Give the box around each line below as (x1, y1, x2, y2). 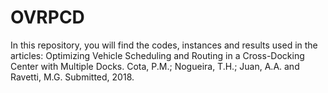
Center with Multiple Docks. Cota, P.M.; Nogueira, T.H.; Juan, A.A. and (10, 60, 300, 72)
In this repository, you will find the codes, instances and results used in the (10, 39, 318, 51)
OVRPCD (10, 6, 85, 29)
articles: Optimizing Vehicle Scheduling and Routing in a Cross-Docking (10, 49, 305, 61)
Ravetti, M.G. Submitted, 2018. (10, 71, 135, 83)
